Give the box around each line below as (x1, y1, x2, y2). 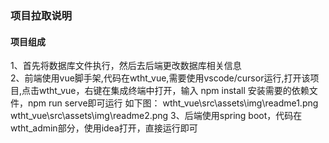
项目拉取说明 (10, 8, 73, 22)
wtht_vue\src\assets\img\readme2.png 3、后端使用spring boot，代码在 (10, 110, 303, 122)
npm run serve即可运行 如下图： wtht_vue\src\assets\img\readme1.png (27, 97, 319, 109)
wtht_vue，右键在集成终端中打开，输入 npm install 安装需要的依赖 (39, 85, 310, 97)
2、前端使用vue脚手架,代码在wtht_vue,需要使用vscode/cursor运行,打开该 (10, 72, 311, 84)
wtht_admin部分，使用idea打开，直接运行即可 (10, 122, 198, 134)
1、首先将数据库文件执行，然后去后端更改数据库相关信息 (10, 60, 242, 72)
